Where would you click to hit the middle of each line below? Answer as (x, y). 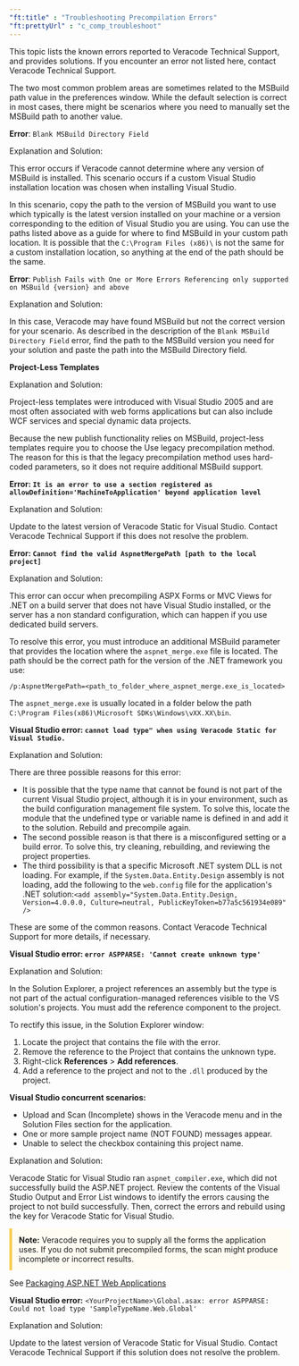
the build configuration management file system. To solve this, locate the (156, 808)
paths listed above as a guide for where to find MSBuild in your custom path (149, 232)
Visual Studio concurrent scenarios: (78, 1097)
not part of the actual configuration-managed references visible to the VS (144, 998)
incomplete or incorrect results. (77, 1259)
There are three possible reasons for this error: (95, 772)
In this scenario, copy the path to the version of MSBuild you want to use (143, 204)
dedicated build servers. (54, 624)
